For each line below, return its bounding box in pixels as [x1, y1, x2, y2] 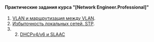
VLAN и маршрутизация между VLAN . [12, 15, 96, 21]
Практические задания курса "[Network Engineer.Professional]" [5, 4, 149, 10]
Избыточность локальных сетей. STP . [12, 21, 95, 27]
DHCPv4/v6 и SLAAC [19, 31, 65, 37]
